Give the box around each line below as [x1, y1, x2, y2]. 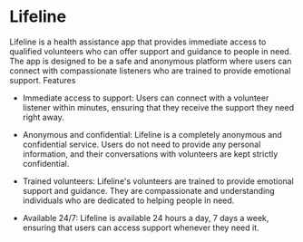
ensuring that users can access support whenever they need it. [22, 222, 259, 233]
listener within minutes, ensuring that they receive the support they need [22, 102, 295, 112]
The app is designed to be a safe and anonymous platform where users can [9, 55, 292, 66]
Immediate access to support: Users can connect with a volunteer [22, 92, 269, 103]
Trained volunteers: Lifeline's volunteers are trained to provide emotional [22, 175, 295, 187]
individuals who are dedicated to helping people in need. [22, 195, 235, 206]
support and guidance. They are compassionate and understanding [22, 185, 275, 196]
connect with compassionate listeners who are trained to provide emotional [9, 65, 291, 76]
